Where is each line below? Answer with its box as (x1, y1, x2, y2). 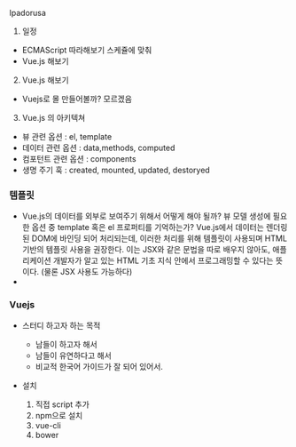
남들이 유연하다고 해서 (35, 350, 113, 361)
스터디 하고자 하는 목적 (21, 320, 101, 331)
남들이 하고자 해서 (35, 339, 97, 349)
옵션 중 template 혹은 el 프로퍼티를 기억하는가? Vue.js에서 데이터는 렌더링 (31, 222, 288, 233)
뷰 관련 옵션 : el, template (21, 132, 113, 141)
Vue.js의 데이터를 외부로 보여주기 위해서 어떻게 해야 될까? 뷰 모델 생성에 (21, 211, 271, 221)
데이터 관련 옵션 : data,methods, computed (21, 142, 175, 153)
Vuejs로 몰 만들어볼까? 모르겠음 (21, 93, 133, 104)
